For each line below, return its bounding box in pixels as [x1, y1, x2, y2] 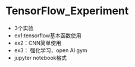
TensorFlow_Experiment [5, 4, 129, 18]
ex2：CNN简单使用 [14, 39, 62, 46]
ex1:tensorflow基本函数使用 [14, 31, 81, 39]
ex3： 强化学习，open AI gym [14, 46, 87, 54]
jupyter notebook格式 [14, 54, 67, 61]
